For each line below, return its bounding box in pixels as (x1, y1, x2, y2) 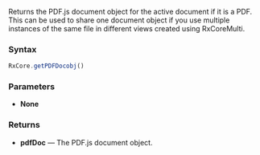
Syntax (8, 43, 37, 55)
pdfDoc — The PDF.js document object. (19, 137, 153, 147)
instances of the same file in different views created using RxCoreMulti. (8, 24, 246, 33)
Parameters (8, 81, 55, 92)
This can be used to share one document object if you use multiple (8, 15, 230, 25)
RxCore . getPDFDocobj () (8, 62, 85, 71)
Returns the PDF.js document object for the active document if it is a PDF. (8, 7, 253, 16)
